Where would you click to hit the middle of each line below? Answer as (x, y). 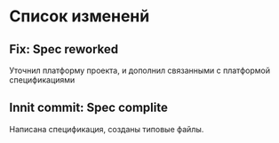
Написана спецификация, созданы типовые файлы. (107, 129)
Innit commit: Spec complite (89, 108)
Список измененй (80, 16)
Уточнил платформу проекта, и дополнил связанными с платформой (140, 70)
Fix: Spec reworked (64, 49)
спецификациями (42, 80)
